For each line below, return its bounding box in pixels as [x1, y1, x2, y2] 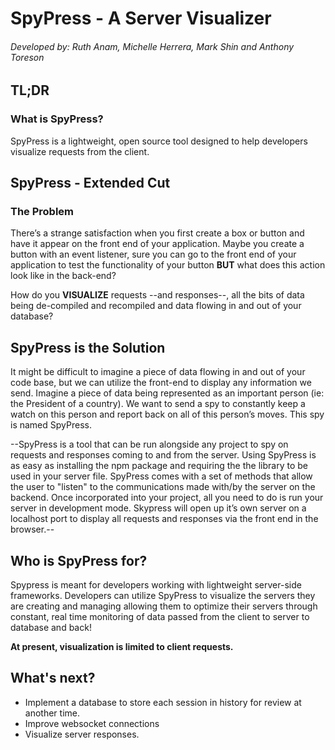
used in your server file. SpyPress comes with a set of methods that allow [10, 470, 313, 482]
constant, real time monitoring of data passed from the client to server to [10, 611, 310, 622]
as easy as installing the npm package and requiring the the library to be [10, 460, 308, 472]
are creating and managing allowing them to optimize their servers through [10, 600, 318, 612]
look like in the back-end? [10, 270, 117, 282]
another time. [24, 707, 80, 719]
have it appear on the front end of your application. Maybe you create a [10, 238, 305, 250]
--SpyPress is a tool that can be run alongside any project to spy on [10, 438, 289, 451]
